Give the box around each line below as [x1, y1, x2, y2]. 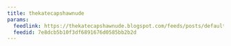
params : [7, 16, 30, 23]
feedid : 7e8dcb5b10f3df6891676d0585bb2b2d [13, 28, 137, 36]
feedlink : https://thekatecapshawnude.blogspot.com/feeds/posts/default [13, 22, 226, 29]
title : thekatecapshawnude [7, 9, 85, 17]
